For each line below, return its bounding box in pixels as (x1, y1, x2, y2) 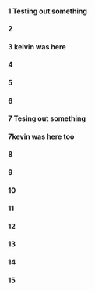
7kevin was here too (8, 132, 75, 141)
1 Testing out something (8, 6, 88, 16)
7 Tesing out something (8, 114, 86, 123)
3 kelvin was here (8, 42, 66, 51)
